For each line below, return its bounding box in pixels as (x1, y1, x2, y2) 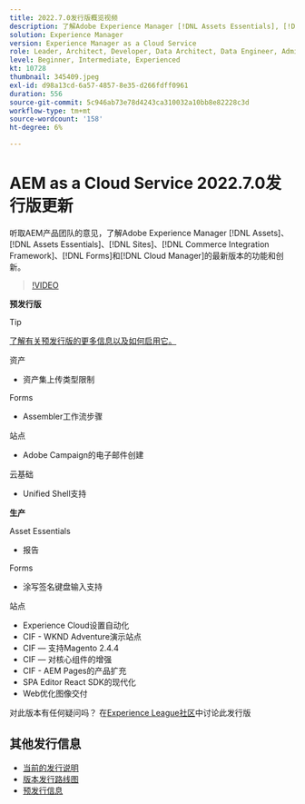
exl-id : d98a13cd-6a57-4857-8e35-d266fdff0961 (9, 81, 189, 90)
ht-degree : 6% (9, 124, 64, 133)
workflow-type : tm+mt (9, 106, 92, 115)
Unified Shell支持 (22, 488, 87, 499)
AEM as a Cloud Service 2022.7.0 (9, 174, 266, 194)
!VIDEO (31, 279, 59, 291)
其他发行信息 (9, 737, 82, 752)
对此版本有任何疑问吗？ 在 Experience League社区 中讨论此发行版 (9, 707, 251, 718)
